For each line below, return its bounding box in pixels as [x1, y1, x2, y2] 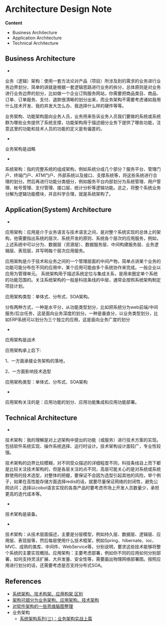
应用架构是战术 [5, 337, 36, 343]
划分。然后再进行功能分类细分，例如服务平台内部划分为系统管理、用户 [13, 178, 157, 184]
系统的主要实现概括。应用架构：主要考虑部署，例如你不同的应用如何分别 [9, 550, 157, 556]
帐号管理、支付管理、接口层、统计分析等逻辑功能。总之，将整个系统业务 [13, 185, 161, 191]
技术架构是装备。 [5, 511, 40, 517]
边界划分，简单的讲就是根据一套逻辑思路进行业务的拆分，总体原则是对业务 [9, 84, 161, 90]
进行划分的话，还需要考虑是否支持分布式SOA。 [9, 562, 105, 568]
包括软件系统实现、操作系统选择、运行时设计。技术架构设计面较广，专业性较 [5, 443, 161, 449]
